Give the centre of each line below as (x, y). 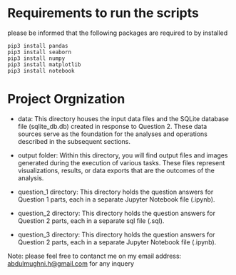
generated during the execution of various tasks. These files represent (121, 162)
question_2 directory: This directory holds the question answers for (117, 213)
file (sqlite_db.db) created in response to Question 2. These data (112, 126)
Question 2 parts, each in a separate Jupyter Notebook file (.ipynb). (117, 242)
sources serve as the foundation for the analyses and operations (113, 134)
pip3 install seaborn (40, 52)
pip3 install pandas (38, 46)
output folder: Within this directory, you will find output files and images (123, 155)
